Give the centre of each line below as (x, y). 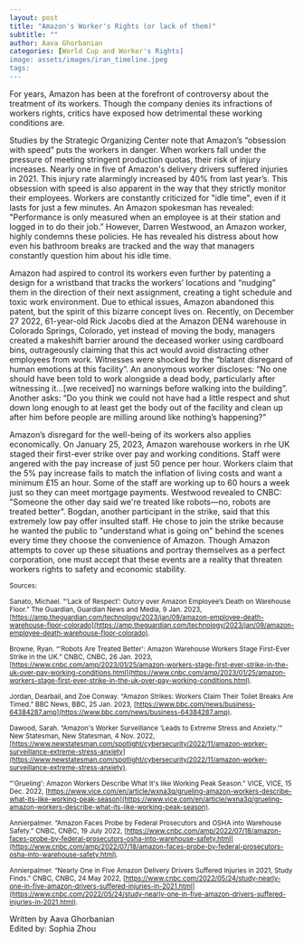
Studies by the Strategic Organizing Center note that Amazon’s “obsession (148, 140)
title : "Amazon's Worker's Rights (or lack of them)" (113, 26)
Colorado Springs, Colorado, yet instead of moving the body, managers (142, 330)
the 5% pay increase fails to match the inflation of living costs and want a (146, 473)
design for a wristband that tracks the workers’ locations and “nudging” (142, 282)
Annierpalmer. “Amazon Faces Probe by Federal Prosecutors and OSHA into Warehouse (146, 823)
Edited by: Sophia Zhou (53, 929)
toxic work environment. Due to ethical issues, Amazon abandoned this (142, 302)
